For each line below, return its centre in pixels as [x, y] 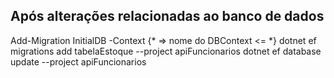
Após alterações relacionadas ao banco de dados [167, 16]
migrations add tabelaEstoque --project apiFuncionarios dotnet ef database [166, 51]
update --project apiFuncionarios [78, 61]
